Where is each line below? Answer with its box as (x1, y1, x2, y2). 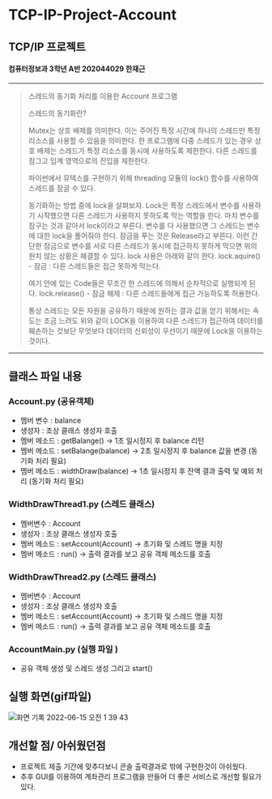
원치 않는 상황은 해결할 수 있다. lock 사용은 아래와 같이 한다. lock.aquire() (28, 251, 261, 261)
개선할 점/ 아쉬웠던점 (8, 738, 106, 752)
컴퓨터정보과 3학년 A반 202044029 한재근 (8, 64, 146, 74)
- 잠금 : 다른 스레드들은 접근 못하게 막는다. (28, 261, 161, 270)
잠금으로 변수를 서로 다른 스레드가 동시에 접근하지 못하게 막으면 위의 (43, 240, 257, 250)
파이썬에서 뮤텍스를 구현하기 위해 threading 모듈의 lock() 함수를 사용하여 (28, 172, 259, 183)
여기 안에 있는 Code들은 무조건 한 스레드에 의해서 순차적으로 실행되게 (28, 278, 248, 288)
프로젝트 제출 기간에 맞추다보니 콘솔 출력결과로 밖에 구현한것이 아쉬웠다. (19, 761, 248, 771)
